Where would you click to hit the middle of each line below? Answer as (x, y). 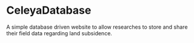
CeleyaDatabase (49, 10)
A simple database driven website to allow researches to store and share (97, 27)
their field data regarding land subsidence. (59, 33)
